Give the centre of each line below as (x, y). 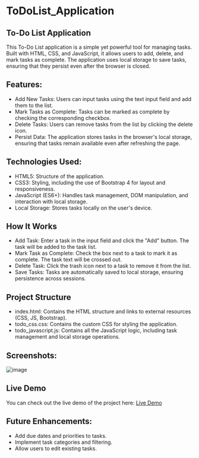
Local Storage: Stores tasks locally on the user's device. (83, 208)
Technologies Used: (44, 162)
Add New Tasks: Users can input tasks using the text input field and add (103, 99)
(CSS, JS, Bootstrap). (41, 318)
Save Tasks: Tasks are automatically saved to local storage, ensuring (99, 272)
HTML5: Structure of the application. (60, 176)
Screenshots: (32, 356)
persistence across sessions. (50, 279)
